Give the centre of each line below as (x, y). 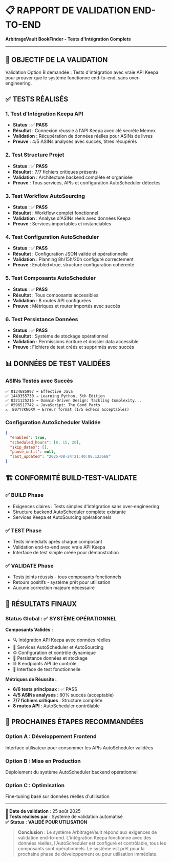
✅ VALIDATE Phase (29, 565)
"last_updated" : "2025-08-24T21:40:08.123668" (60, 457)
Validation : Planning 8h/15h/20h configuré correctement (73, 259)
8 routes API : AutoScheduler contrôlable (56, 706)
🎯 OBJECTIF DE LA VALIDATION (57, 60)
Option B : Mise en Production (43, 761)
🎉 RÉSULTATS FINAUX (41, 604)
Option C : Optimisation (35, 785)
